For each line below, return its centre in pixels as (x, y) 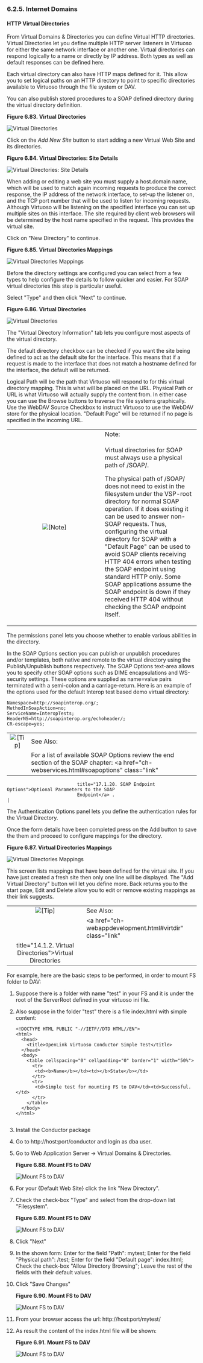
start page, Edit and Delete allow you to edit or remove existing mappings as (101, 890)
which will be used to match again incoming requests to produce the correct (101, 188)
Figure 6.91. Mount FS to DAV (53, 1342)
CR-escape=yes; (26, 724)
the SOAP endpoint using (140, 569)
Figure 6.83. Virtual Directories (46, 117)
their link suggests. (30, 897)
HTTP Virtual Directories (38, 24)
